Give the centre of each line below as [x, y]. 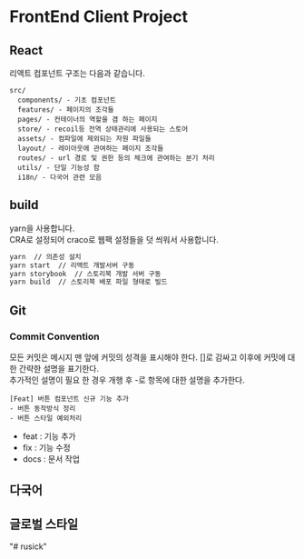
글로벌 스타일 [44, 524]
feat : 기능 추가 [49, 436]
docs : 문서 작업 [51, 459]
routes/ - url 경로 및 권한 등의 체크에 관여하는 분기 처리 [116, 158]
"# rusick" [28, 546]
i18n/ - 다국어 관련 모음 [60, 177]
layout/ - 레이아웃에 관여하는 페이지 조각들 [91, 148]
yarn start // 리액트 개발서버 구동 [72, 265]
